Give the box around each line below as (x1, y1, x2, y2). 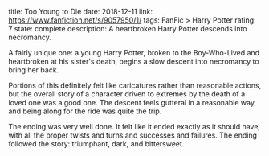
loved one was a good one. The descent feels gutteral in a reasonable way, (8, 98, 257, 107)
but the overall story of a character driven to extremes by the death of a (8, 89, 246, 99)
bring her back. (8, 65, 59, 75)
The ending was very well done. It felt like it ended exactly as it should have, (8, 122, 261, 131)
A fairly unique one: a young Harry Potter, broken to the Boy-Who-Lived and (8, 48, 259, 57)
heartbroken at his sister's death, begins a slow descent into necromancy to (8, 56, 259, 66)
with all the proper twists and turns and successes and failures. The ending (8, 130, 258, 140)
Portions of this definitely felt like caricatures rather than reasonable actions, (8, 80, 262, 90)
